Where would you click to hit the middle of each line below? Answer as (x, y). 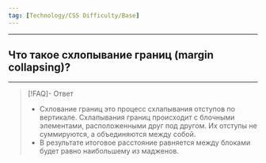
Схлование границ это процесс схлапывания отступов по (137, 109)
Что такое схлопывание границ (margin (111, 55)
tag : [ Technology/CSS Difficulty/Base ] (74, 15)
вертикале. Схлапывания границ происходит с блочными (137, 118)
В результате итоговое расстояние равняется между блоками (145, 142)
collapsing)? (40, 68)
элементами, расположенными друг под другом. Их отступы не (148, 126)
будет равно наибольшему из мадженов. (109, 151)
